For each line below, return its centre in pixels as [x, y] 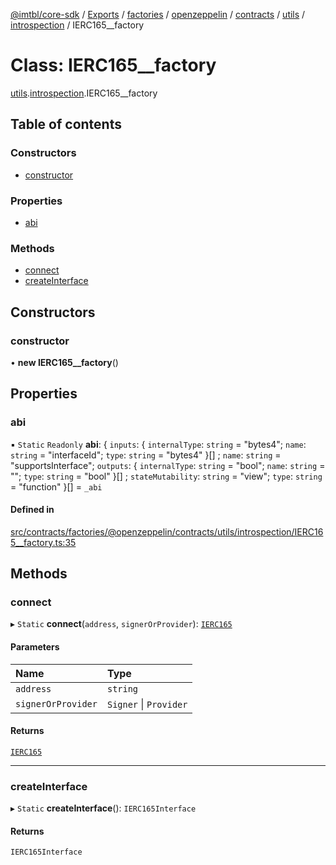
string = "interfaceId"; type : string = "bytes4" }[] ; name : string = [146, 455]
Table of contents [66, 124]
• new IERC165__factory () [64, 362]
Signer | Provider [147, 704]
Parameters [35, 647]
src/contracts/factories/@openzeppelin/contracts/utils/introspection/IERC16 [167, 531]
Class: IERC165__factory [113, 65]
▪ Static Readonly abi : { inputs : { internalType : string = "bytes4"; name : [158, 444]
